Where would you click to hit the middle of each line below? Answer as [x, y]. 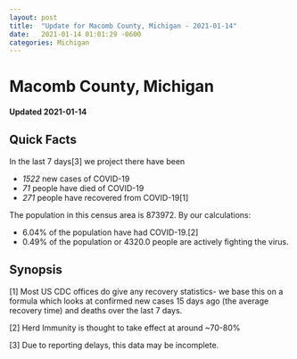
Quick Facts [43, 140]
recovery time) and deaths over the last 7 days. [96, 310]
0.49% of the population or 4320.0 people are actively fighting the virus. [156, 241]
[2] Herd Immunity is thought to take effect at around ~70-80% [125, 328]
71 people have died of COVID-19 [83, 188]
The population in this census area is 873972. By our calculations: [130, 214]
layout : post [33, 17]
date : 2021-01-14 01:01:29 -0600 [75, 34]
